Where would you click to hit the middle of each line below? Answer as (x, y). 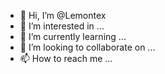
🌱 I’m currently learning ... (73, 36)
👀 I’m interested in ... (62, 26)
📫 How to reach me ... (66, 58)
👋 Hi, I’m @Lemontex (63, 15)
